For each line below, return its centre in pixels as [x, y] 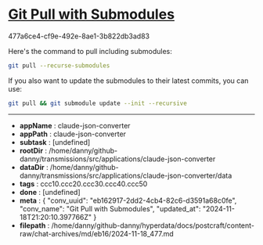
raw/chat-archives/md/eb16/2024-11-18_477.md [96, 233]
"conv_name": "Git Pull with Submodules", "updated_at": [110, 208]
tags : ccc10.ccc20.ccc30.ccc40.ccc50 [83, 184]
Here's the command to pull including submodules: [90, 51]
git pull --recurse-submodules [59, 65]
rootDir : [33, 150]
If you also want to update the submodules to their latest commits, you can [128, 81]
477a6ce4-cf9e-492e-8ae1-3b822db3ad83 [79, 36]
